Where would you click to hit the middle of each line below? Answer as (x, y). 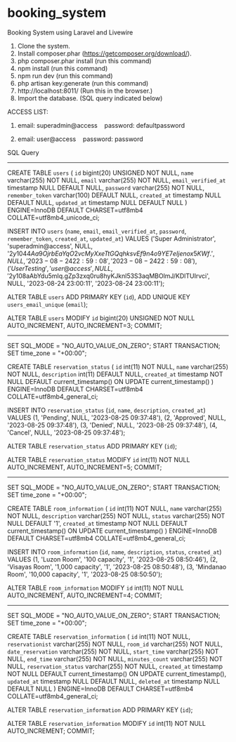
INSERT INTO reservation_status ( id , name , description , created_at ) (106, 410)
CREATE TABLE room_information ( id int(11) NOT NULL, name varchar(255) (115, 508)
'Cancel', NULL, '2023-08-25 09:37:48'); (66, 432)
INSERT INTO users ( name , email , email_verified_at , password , (97, 231)
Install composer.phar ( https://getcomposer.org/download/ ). (104, 53)
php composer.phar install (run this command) (85, 60)
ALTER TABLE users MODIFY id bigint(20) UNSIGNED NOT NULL (101, 318)
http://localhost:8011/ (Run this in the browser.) (85, 91)
